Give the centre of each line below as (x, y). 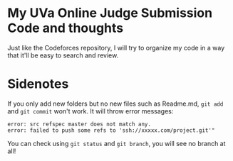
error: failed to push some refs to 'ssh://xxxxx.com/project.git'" (111, 130)
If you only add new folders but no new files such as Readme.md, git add (115, 104)
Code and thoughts (66, 28)
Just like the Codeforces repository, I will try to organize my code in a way (116, 48)
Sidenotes (38, 84)
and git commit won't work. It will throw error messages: (90, 111)
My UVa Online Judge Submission (110, 13)
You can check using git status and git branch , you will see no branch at (116, 143)
